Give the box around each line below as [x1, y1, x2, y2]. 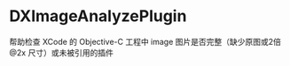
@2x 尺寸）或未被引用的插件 [9, 47, 114, 58]
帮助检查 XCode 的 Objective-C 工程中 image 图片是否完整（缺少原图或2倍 [9, 36, 282, 47]
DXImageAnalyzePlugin [9, 6, 187, 26]
